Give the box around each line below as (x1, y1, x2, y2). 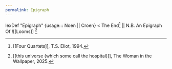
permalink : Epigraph (5, 7, 50, 13)
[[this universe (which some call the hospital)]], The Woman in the (12, 53, 152, 59)
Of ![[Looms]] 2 (5, 27, 37, 34)
